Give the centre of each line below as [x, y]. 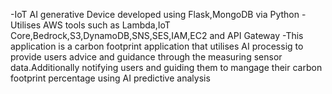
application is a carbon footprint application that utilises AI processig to [157, 46]
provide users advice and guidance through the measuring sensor [146, 57]
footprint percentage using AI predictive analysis [110, 78]
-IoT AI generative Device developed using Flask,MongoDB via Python [155, 14]
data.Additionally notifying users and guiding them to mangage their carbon [166, 67]
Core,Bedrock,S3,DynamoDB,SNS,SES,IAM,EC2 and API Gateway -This [157, 35]
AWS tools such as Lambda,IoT [107, 25]
